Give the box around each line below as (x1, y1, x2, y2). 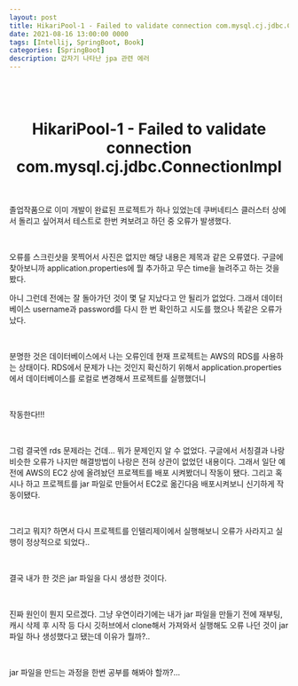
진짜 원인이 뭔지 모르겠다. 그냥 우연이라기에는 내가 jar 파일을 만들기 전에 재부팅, (9, 609, 283, 619)
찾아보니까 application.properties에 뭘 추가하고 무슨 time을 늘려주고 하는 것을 (9, 263, 280, 273)
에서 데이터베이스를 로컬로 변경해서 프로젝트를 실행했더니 (9, 373, 207, 383)
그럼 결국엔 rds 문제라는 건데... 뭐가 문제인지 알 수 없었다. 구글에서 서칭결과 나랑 (9, 445, 286, 455)
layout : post (9, 12, 58, 22)
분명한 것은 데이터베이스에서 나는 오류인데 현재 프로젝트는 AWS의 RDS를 (9, 351, 260, 361)
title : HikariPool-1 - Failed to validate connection (9, 21, 213, 30)
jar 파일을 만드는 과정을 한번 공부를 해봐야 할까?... (9, 666, 181, 677)
